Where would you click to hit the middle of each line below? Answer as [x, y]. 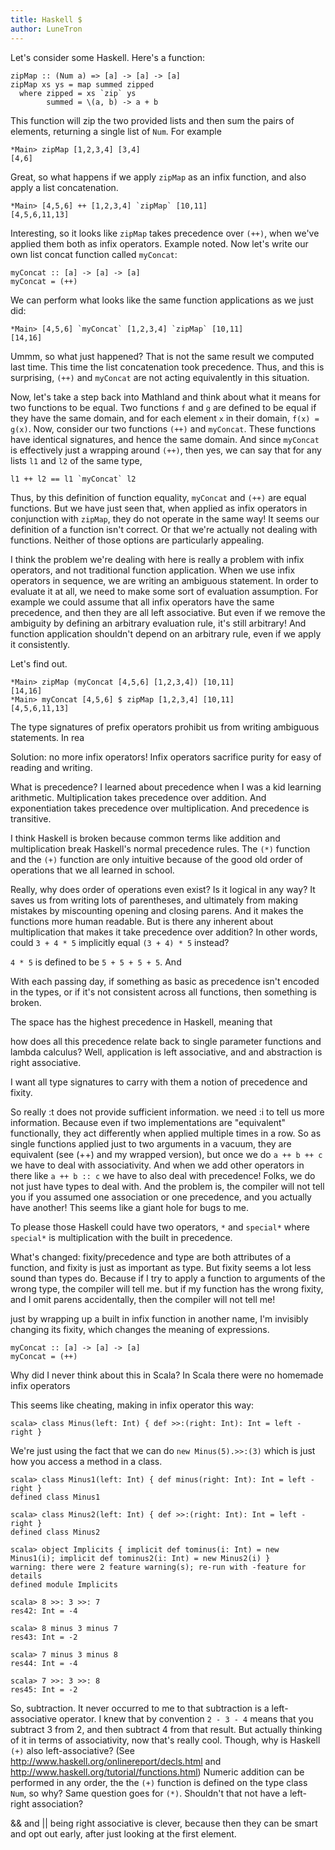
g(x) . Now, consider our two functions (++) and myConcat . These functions [163, 428]
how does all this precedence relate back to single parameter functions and [166, 1041]
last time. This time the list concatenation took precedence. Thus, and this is [167, 367]
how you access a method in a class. [86, 1461]
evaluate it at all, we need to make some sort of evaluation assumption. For [164, 591]
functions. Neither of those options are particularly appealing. [137, 540]
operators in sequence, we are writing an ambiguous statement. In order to [164, 580]
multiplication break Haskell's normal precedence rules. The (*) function [160, 848]
